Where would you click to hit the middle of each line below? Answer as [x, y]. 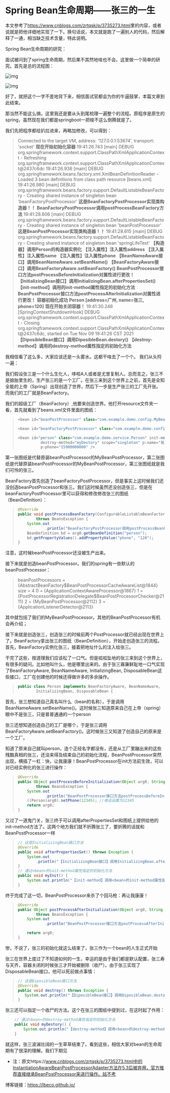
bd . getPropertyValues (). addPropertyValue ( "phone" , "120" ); [91, 538]
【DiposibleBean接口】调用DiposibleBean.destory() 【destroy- [85, 340]
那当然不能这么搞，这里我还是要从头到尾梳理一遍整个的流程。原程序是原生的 [85, 113]
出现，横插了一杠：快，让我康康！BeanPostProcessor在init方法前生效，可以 [84, 761]
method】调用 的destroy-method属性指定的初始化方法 [74, 346]
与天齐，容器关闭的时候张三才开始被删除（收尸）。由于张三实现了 [73, 965]
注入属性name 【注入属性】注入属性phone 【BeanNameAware [93, 255]
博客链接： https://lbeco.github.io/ [40, 1084]
